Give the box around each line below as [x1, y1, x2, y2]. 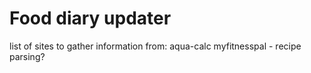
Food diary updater [9, 7, 172, 30]
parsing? [9, 50, 46, 62]
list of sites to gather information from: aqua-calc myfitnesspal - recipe [9, 40, 302, 52]
